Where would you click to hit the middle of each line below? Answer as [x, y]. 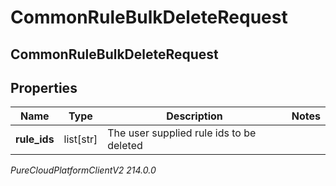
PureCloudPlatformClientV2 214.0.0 [83, 170]
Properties [44, 87]
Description [194, 116]
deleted [125, 146]
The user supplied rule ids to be [182, 133]
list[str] [80, 139]
